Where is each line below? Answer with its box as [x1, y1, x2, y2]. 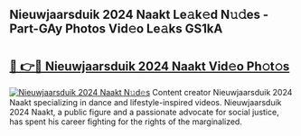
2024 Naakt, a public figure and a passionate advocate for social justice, [9, 107, 279, 117]
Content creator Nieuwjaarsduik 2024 [152, 87, 293, 97]
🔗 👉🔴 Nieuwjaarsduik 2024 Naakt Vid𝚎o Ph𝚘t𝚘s [9, 59, 290, 74]
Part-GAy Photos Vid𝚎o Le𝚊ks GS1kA [9, 22, 223, 37]
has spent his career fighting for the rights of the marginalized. [9, 116, 242, 127]
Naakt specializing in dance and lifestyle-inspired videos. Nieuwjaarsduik [9, 97, 282, 107]
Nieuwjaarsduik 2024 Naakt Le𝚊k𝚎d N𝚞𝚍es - [9, 7, 269, 23]
